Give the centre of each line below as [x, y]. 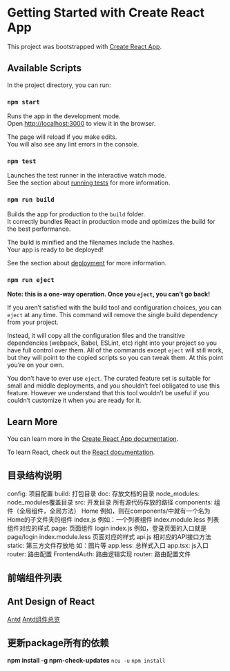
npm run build [31, 200]
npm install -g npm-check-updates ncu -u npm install [86, 660]
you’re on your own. [36, 365]
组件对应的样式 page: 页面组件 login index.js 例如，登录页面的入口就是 [107, 528]
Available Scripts [44, 68]
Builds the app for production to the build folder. [76, 214]
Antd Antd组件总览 [33, 619]
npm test [22, 161]
